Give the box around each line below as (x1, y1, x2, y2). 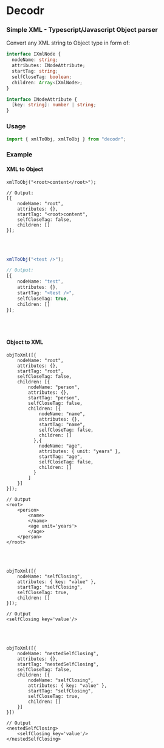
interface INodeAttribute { (6, 96, 78, 103)
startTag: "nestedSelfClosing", (17, 661, 99, 667)
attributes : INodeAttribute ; (12, 62, 86, 69)
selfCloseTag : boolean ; (12, 74, 72, 80)
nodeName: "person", (28, 384, 80, 390)
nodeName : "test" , (17, 278, 64, 285)
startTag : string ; (12, 68, 59, 74)
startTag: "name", (38, 421, 86, 427)
